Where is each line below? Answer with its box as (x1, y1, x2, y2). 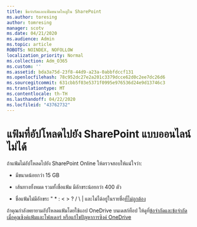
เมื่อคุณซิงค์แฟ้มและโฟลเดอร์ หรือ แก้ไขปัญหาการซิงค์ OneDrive (6, 213, 132, 221)
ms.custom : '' (6, 63, 42, 70)
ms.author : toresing (6, 14, 58, 20)
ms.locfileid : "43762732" (6, 101, 70, 108)
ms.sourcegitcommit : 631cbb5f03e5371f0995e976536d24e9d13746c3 (6, 80, 166, 86)
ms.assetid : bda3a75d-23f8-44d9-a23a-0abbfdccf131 (6, 69, 134, 75)
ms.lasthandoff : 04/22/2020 (6, 96, 76, 102)
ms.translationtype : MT (6, 85, 65, 91)
